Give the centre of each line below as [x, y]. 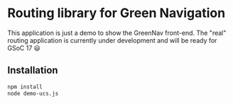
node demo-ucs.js [33, 93]
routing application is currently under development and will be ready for [112, 40]
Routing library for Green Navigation [116, 13]
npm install [25, 87]
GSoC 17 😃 [24, 48]
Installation [33, 70]
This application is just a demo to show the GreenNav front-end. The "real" [117, 33]
